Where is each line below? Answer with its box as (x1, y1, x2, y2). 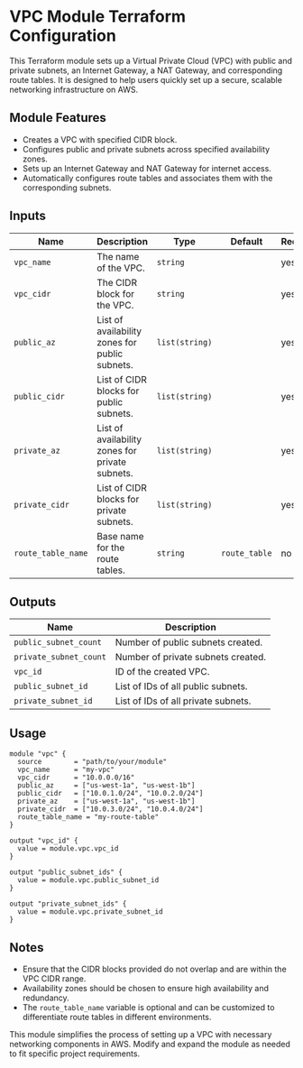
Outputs (9, 594, 57, 610)
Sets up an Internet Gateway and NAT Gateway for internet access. (22, 162, 272, 173)
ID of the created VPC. (115, 666, 210, 678)
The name (96, 250, 140, 262)
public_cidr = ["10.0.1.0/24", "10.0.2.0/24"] (17, 789, 204, 798)
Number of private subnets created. (115, 651, 267, 664)
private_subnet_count (14, 652, 106, 662)
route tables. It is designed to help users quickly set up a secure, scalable (9, 74, 282, 85)
